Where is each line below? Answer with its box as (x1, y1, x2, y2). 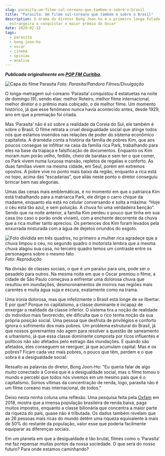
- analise (9, 58, 30, 63)
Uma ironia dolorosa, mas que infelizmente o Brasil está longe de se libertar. (5, 297, 160, 303)
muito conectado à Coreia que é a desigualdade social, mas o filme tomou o (5, 369, 160, 375)
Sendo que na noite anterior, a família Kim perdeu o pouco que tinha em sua (5, 210, 160, 216)
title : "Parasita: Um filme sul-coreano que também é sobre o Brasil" (5, 12, 154, 17)
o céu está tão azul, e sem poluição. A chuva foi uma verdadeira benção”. (5, 204, 155, 210)
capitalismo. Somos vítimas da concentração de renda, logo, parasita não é (5, 380, 159, 386)
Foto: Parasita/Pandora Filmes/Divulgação (57, 81, 144, 87)
